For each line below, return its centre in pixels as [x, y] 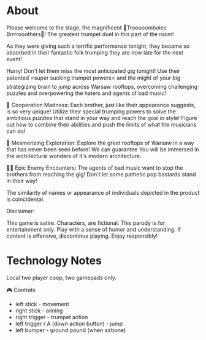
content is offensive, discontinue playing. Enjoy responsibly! [82, 236]
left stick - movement [42, 304]
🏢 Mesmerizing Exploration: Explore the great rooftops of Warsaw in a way [100, 143]
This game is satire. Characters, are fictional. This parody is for [86, 223]
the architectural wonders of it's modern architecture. [74, 156]
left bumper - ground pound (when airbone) [71, 330]
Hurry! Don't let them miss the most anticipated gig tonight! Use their [93, 70]
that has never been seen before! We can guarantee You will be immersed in [103, 149]
